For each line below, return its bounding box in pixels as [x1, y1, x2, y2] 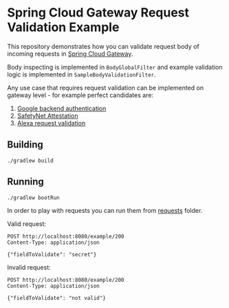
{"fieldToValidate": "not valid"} [7, 294, 107, 301]
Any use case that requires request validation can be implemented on [7, 83, 204, 92]
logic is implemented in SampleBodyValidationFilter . [7, 70, 156, 79]
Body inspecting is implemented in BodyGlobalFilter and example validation [7, 63, 223, 71]
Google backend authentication [17, 104, 107, 112]
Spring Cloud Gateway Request [7, 5, 190, 21]
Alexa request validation [17, 119, 86, 127]
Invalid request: [7, 263, 51, 271]
